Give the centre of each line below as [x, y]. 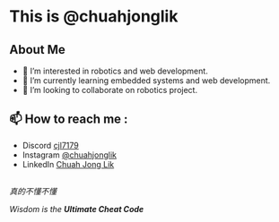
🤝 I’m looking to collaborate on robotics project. [110, 90]
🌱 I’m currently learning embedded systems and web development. [146, 81]
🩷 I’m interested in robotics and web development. [115, 71]
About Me [37, 50]
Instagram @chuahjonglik [69, 155]
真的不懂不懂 [33, 192]
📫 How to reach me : [69, 120]
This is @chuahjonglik [94, 17]
